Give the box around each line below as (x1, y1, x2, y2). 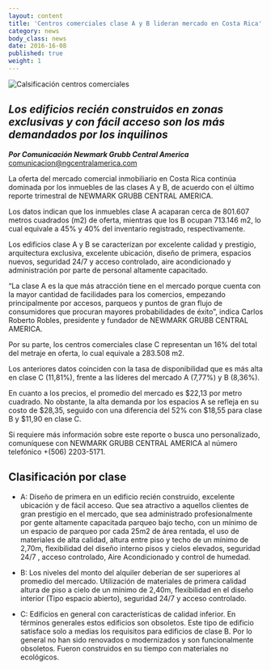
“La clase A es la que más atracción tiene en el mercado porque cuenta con (8, 281, 261, 290)
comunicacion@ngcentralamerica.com (8, 158, 138, 167)
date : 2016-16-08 (8, 42, 67, 50)
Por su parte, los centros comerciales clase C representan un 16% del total (8, 339, 257, 349)
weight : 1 (8, 57, 42, 66)
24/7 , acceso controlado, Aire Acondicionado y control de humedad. (19, 552, 251, 562)
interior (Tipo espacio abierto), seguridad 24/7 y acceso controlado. (19, 593, 247, 603)
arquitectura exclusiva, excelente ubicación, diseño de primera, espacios (8, 248, 252, 257)
